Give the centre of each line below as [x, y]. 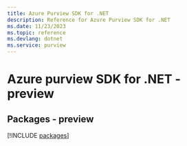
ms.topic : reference [37, 33]
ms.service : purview [37, 45]
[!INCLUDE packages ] [38, 135]
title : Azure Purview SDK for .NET [58, 13]
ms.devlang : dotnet [35, 39]
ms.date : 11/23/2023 [37, 26]
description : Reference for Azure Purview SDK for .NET [89, 20]
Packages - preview [51, 119]
